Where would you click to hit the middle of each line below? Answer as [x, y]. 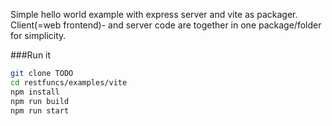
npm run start [40, 110]
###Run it [31, 55]
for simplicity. [38, 35]
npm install [35, 92]
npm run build [40, 101]
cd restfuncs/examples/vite [69, 82]
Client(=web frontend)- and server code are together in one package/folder [166, 25]
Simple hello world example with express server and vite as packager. [154, 14]
